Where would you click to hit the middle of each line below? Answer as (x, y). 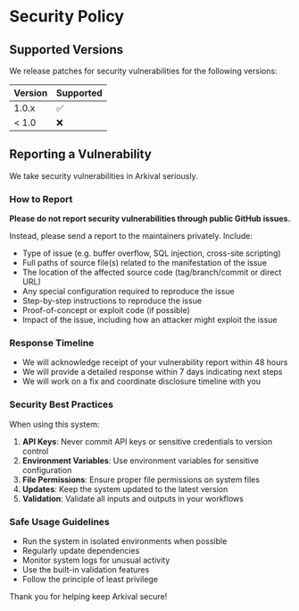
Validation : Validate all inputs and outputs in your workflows (133, 498)
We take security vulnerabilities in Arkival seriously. (104, 175)
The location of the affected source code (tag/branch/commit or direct (152, 272)
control (35, 451)
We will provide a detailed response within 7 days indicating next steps (152, 372)
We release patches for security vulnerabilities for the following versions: (144, 71)
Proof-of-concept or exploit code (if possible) (106, 310)
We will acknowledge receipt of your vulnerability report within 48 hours (155, 362)
